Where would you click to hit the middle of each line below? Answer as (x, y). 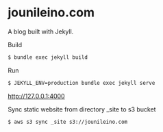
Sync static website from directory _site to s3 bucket (82, 109)
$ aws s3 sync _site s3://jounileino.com (68, 122)
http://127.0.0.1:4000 (36, 96)
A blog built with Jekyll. (41, 31)
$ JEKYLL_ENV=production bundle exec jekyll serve (81, 83)
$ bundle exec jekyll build (48, 57)
